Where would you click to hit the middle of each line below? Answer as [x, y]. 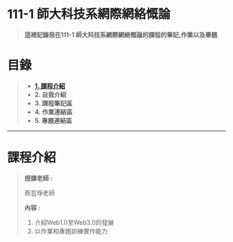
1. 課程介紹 [50, 86]
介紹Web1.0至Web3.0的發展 [74, 222]
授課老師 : [38, 178]
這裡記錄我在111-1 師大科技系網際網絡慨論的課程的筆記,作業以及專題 [121, 35]
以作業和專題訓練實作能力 [71, 231]
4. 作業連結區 [53, 112]
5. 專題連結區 [53, 120]
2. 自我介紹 [50, 94]
